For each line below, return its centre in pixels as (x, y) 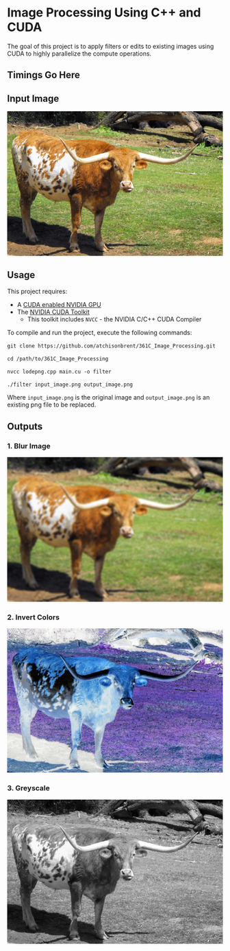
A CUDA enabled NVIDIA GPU (59, 305)
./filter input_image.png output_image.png (70, 385)
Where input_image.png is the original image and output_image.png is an (108, 398)
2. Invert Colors (34, 617)
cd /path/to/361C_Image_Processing (58, 359)
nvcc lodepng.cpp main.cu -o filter (59, 372)
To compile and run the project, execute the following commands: (100, 333)
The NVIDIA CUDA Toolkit (53, 312)
